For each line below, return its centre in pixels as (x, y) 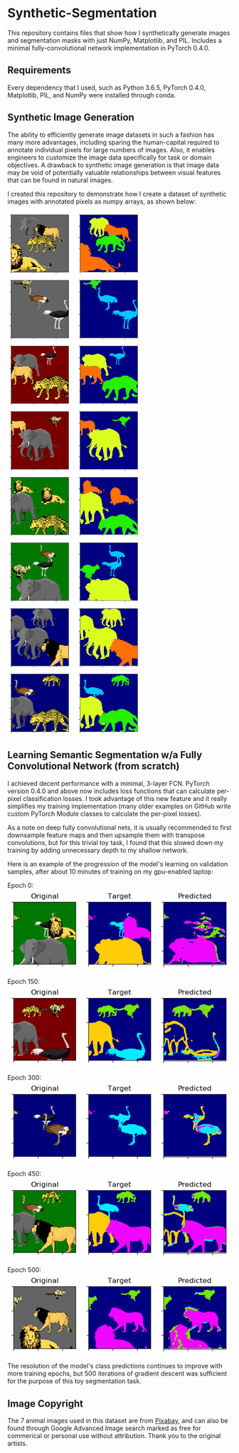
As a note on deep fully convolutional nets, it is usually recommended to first (119, 827)
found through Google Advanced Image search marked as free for (104, 1428)
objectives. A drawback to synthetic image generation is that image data (113, 164)
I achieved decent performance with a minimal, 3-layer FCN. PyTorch (108, 783)
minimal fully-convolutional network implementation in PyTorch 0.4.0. (109, 48)
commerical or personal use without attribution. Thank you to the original (114, 1436)
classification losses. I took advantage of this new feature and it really (125, 798)
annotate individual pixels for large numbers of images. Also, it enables (111, 150)
